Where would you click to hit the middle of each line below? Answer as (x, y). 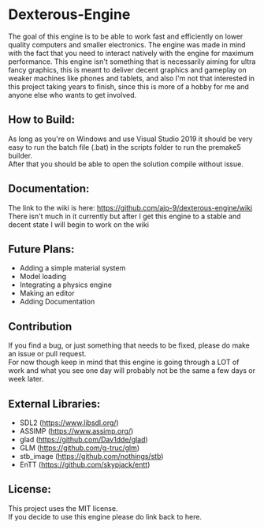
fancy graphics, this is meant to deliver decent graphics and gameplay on (127, 69)
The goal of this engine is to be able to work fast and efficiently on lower (126, 36)
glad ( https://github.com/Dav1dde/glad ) (84, 440)
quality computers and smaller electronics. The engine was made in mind (127, 44)
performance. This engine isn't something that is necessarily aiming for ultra (132, 61)
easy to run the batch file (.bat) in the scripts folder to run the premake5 (125, 147)
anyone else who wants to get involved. (73, 95)
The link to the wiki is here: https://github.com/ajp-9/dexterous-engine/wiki (130, 207)
